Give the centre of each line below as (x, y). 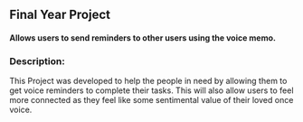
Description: (37, 61)
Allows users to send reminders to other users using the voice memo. (142, 38)
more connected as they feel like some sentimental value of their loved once (151, 100)
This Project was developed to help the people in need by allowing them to (148, 81)
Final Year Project (60, 15)
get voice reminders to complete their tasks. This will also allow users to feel (151, 90)
